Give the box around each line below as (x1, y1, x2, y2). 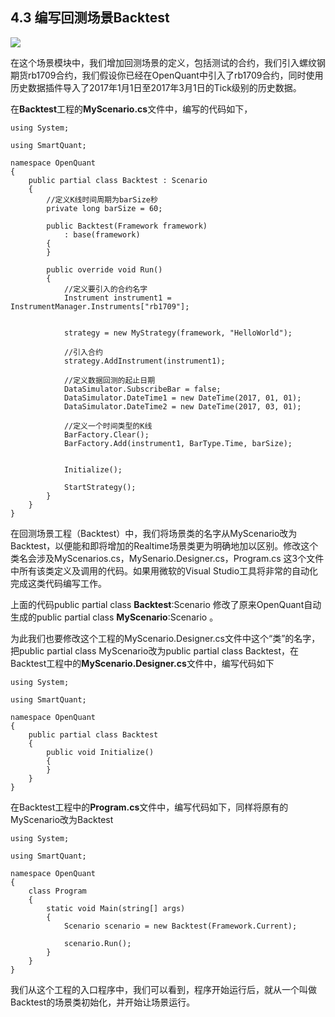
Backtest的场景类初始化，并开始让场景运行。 (10, 996, 196, 1008)
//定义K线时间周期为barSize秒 (46, 194, 158, 205)
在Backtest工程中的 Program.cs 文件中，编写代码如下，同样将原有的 (10, 801, 289, 813)
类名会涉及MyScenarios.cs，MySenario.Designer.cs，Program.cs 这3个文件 (10, 552, 325, 564)
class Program (28, 886, 87, 896)
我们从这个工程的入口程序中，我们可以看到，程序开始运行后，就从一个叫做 (10, 983, 317, 995)
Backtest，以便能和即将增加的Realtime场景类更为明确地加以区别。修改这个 (10, 539, 319, 552)
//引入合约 (63, 347, 103, 357)
